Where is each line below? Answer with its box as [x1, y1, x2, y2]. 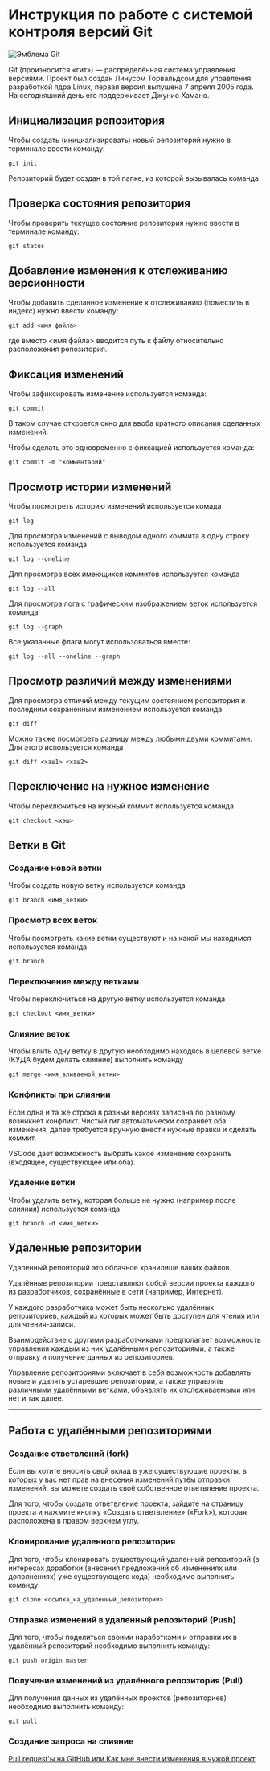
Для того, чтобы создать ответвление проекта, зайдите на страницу [8, 1499, 243, 1508]
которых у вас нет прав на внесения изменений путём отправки [8, 1474, 231, 1484]
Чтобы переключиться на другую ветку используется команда [8, 994, 226, 1004]
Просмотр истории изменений [8, 480, 172, 493]
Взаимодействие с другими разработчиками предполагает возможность [8, 1335, 261, 1344]
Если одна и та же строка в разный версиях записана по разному [8, 1107, 235, 1117]
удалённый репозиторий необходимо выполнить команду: [8, 1641, 211, 1650]
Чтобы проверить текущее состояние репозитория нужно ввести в [8, 218, 239, 227]
